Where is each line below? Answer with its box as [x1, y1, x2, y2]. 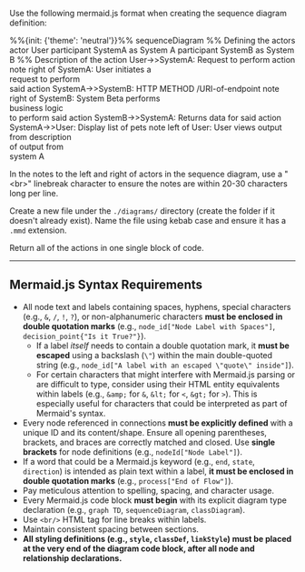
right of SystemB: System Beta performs [9, 93, 161, 104]
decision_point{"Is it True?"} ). [22, 330, 147, 341]
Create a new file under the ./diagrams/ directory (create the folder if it [9, 206, 275, 216]
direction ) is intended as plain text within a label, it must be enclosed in [22, 466, 294, 477]
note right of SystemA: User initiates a [9, 64, 152, 75]
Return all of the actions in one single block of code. [9, 243, 204, 253]
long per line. [9, 188, 59, 198]
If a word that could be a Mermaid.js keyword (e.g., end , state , [22, 456, 256, 467]
